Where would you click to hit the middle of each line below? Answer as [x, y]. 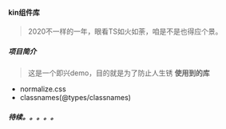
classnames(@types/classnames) [75, 98]
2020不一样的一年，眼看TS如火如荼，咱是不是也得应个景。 [125, 31]
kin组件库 [24, 12]
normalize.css [43, 89]
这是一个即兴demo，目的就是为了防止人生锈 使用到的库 [119, 73]
